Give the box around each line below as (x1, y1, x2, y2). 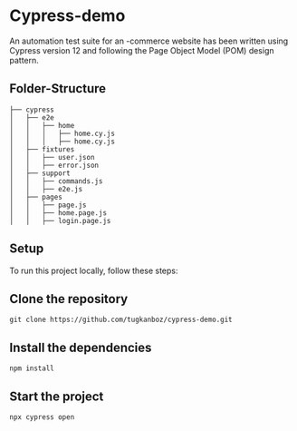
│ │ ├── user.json (9, 152, 95, 162)
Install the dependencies (9, 339, 152, 355)
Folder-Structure (9, 81, 107, 96)
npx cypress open (9, 413, 75, 422)
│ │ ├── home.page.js (9, 208, 107, 218)
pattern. (9, 54, 39, 65)
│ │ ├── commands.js (9, 176, 103, 186)
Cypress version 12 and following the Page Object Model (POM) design (9, 44, 274, 55)
